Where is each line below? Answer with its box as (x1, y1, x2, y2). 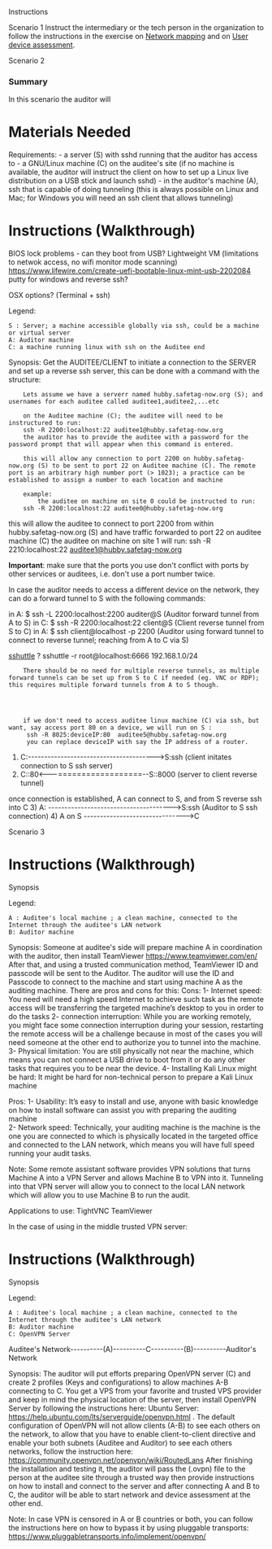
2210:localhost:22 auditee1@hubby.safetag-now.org (8, 545, 183, 554)
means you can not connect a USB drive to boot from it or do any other (8, 1055, 246, 1065)
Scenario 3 (8, 827, 45, 837)
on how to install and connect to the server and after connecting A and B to (8, 1481, 260, 1491)
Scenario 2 (8, 56, 45, 65)
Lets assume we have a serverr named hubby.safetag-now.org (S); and (23, 391, 264, 399)
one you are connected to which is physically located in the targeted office (8, 1131, 258, 1141)
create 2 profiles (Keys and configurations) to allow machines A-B (8, 1377, 229, 1387)
